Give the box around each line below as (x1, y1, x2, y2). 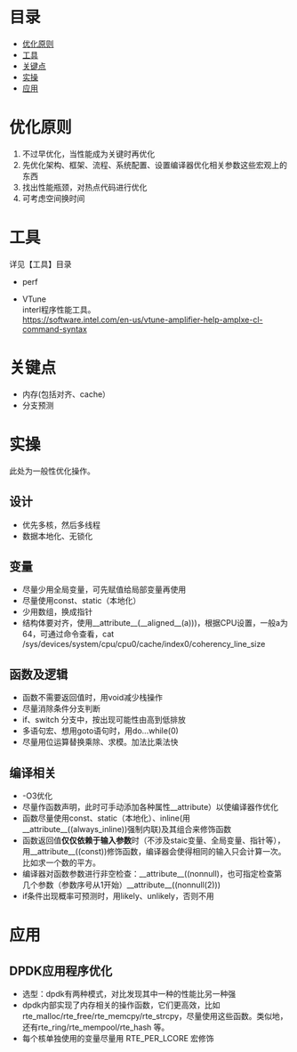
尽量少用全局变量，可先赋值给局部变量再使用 (21, 584, 187, 595)
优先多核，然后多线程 (21, 519, 100, 530)
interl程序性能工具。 (21, 303, 96, 315)
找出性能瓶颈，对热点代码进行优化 (21, 182, 148, 192)
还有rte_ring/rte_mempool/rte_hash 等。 (21, 1022, 170, 1032)
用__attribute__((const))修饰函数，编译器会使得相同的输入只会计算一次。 (21, 846, 286, 856)
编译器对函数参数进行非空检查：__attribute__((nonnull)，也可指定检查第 (21, 868, 283, 878)
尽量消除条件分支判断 (21, 703, 100, 714)
